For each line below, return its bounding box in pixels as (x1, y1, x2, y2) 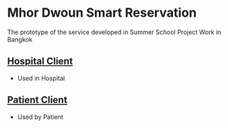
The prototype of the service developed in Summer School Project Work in (7, 28, 222, 36)
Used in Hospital (17, 74, 65, 82)
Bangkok (7, 35, 33, 43)
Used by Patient (17, 113, 64, 121)
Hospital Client (7, 56, 73, 67)
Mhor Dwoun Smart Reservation (7, 5, 197, 21)
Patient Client (7, 94, 68, 106)
